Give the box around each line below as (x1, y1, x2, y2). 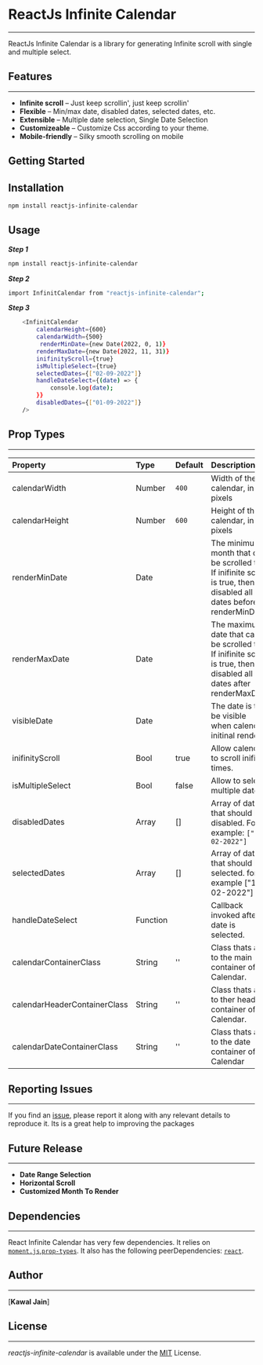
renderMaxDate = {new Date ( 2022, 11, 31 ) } (36, 347, 170, 355)
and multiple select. (8, 47, 72, 57)
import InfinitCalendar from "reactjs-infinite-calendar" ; (8, 289, 205, 297)
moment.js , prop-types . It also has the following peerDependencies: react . (8, 1246, 244, 1256)
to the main (211, 952, 253, 963)
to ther (211, 994, 236, 1005)
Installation (8, 181, 64, 194)
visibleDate (12, 715, 53, 726)
